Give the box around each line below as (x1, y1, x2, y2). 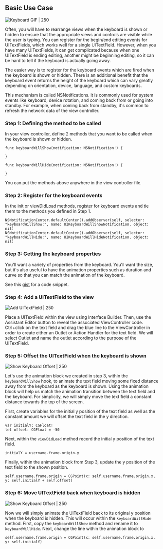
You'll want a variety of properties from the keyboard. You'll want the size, (5, 262, 154, 267)
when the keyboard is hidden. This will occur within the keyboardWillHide (5, 515, 152, 521)
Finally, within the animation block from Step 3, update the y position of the (5, 459, 155, 465)
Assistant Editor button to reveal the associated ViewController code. (5, 320, 144, 325)
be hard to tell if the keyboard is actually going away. (5, 57, 111, 63)
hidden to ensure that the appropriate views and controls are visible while (5, 31, 152, 37)
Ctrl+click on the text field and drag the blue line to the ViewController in (5, 325, 150, 330)
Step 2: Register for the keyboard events (5, 192, 103, 199)
